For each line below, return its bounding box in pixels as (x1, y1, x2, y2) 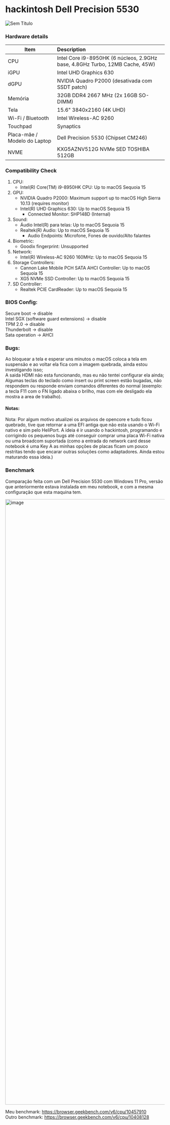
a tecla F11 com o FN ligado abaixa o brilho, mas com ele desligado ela (5, 388, 152, 394)
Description (57, 46, 86, 53)
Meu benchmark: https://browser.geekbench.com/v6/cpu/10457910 (5, 1108, 147, 1114)
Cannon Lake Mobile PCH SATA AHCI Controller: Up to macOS (20, 265, 150, 271)
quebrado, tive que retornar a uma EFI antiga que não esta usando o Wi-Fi (5, 422, 160, 428)
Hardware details (5, 33, 49, 40)
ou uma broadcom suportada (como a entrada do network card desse (5, 438, 151, 444)
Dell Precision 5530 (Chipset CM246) (57, 134, 148, 141)
